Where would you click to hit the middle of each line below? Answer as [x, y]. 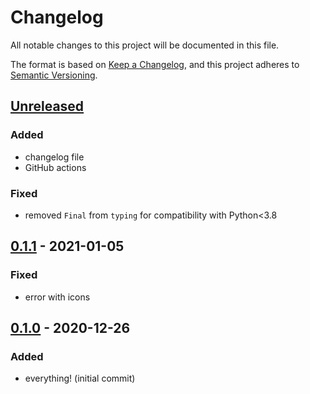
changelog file [54, 157]
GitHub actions [55, 167]
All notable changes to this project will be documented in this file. [145, 45]
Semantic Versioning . [54, 75]
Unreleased [47, 106]
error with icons [57, 297]
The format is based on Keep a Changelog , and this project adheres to [155, 64]
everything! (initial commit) [80, 378]
